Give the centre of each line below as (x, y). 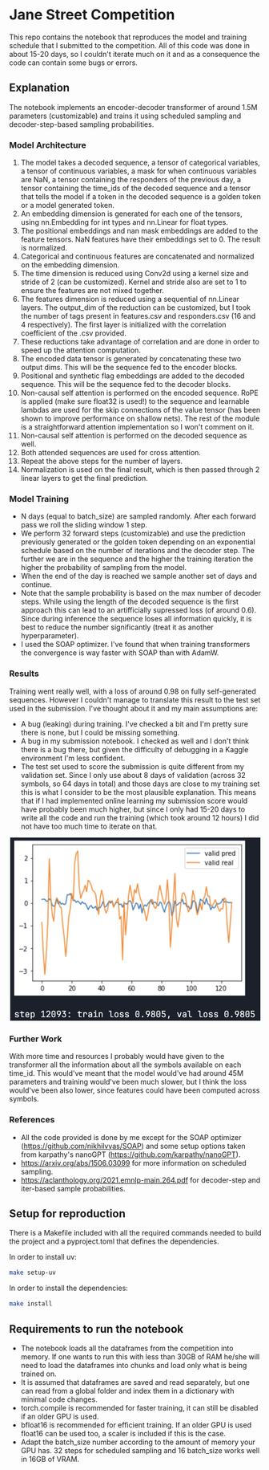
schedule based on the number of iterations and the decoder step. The (138, 551)
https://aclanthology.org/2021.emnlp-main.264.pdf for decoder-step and (141, 1180)
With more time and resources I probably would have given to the (117, 1057)
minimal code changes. (59, 1399)
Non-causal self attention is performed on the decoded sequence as (134, 436)
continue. (36, 584)
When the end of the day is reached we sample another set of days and (139, 576)
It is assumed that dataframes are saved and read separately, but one (135, 1382)
